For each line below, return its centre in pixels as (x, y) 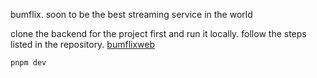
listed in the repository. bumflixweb (83, 44)
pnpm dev (28, 63)
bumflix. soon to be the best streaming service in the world (131, 14)
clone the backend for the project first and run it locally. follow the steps (158, 33)
